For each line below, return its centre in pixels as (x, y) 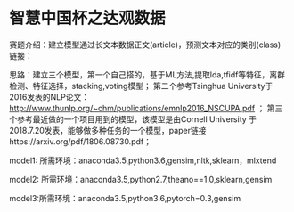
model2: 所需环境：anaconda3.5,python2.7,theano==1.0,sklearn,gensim (141, 179)
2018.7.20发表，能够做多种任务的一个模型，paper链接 (108, 130)
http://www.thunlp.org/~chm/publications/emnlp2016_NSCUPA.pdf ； (137, 108)
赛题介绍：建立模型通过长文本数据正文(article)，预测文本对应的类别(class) (145, 45)
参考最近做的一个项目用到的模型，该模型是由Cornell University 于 (136, 119)
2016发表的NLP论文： (49, 97)
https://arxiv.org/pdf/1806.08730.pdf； (80, 141)
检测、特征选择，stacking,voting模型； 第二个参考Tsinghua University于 (141, 86)
